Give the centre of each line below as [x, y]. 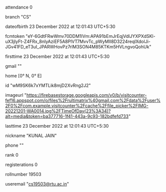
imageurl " [16, 95]
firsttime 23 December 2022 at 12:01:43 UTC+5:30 [57, 56]
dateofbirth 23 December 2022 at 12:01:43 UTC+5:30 [60, 26]
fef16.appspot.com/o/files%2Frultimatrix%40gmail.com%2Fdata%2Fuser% [83, 100]
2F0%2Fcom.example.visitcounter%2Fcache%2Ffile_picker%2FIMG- [77, 106]
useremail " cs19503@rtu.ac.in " [37, 184]
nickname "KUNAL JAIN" [31, 136]
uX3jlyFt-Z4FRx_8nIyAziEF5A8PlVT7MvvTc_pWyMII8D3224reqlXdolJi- [78, 41]
